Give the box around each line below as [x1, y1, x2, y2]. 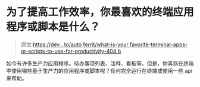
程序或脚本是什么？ [6, 20, 101, 34]
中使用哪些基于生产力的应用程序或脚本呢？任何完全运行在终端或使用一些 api [6, 67, 192, 74]
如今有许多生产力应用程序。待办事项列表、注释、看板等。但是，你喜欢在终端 [6, 60, 194, 67]
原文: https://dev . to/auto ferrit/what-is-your [20, 41, 129, 48]
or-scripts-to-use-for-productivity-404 [20, 47, 117, 54]
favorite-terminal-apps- [130, 41, 188, 48]
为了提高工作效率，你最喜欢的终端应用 [6, 5, 195, 19]
